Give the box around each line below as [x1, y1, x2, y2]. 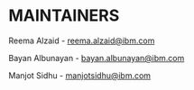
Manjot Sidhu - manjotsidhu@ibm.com [8, 69, 151, 81]
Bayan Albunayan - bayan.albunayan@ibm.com [8, 52, 185, 63]
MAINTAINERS [8, 5, 120, 26]
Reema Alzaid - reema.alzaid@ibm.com [8, 35, 155, 46]
